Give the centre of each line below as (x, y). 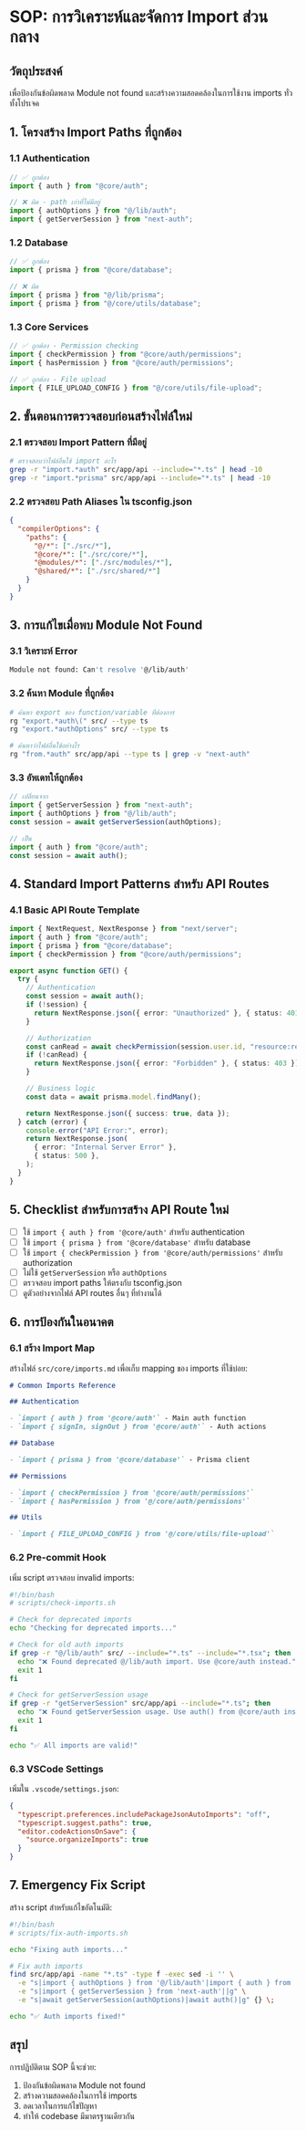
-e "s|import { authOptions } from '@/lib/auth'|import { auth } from (154, 1983)
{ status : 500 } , (66, 1156)
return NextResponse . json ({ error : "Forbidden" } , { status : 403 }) (166, 1064)
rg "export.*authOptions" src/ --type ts (89, 729)
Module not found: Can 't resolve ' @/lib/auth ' (99, 670)
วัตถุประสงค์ (36, 71)
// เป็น (20, 838)
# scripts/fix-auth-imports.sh (69, 1933)
